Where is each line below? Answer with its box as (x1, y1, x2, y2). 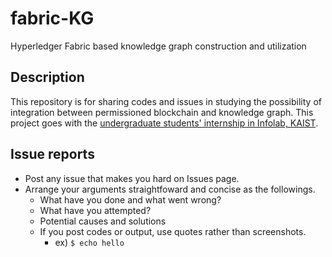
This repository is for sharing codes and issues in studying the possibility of (10, 95, 322, 107)
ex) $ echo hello (54, 236, 125, 248)
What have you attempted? (39, 204, 152, 216)
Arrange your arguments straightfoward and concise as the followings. (24, 183, 316, 195)
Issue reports (10, 146, 95, 163)
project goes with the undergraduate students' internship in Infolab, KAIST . (10, 117, 319, 129)
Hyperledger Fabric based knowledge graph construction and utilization (10, 40, 307, 52)
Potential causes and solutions (39, 215, 167, 227)
